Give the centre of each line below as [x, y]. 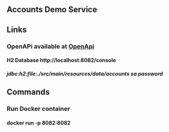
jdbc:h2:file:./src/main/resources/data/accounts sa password [85, 73]
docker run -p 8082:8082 [39, 123]
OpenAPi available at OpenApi [50, 46]
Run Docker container [38, 109]
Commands [28, 92]
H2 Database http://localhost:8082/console [61, 60]
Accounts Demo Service [52, 10]
